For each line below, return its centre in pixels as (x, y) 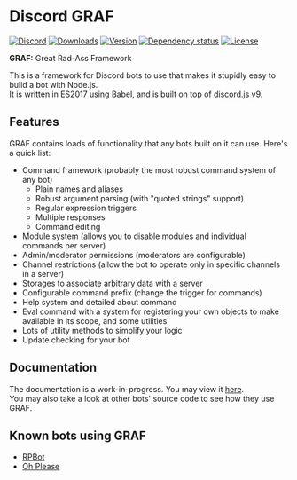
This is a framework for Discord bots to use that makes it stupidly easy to (143, 75)
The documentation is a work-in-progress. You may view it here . (127, 389)
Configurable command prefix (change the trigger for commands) (142, 292)
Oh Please (41, 467)
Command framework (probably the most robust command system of (149, 169)
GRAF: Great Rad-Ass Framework (70, 58)
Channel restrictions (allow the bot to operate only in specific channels (151, 264)
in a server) (43, 273)
